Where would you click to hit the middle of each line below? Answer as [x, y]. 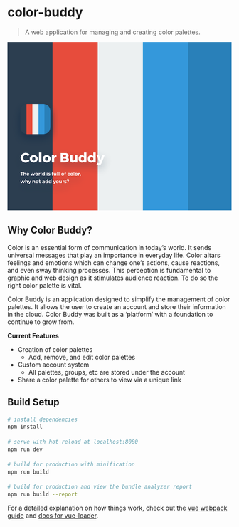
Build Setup [33, 402]
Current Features [33, 335]
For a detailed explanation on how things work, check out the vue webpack [117, 508]
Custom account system [53, 365]
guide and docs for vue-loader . [53, 516]
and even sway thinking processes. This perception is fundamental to [109, 270]
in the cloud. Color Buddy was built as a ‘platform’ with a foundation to [110, 314]
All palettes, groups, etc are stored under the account [107, 372]
